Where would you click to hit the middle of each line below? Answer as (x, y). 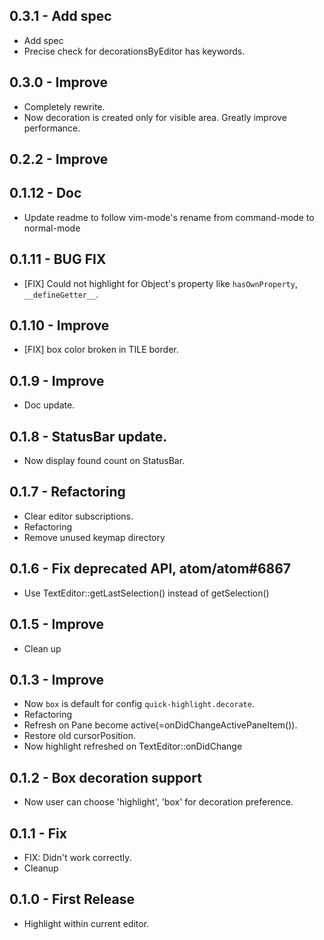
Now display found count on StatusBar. (104, 461)
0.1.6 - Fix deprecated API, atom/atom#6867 (150, 569)
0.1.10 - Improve (59, 325)
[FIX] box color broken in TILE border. (101, 350)
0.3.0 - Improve (59, 82)
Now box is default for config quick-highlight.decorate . (139, 704)
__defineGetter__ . (61, 294)
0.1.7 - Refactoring (67, 492)
